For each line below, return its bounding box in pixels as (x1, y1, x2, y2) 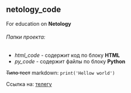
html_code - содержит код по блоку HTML (14, 52, 120, 59)
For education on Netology (6, 20, 71, 27)
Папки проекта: (6, 33, 46, 40)
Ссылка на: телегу (6, 81, 52, 88)
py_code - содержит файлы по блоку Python (14, 58, 126, 65)
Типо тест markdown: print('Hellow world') (6, 70, 115, 77)
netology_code (6, 5, 61, 15)
